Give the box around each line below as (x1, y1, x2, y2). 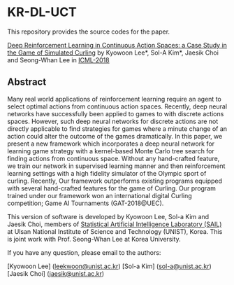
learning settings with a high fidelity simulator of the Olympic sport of (7, 169, 207, 177)
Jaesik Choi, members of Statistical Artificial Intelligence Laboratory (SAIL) (7, 220, 222, 228)
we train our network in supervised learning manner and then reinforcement (7, 162, 226, 170)
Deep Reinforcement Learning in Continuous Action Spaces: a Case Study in (7, 41, 227, 49)
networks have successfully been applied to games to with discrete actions (7, 109, 224, 118)
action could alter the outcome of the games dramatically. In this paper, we (7, 132, 223, 140)
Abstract (7, 76, 47, 88)
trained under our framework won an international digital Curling (7, 191, 192, 200)
